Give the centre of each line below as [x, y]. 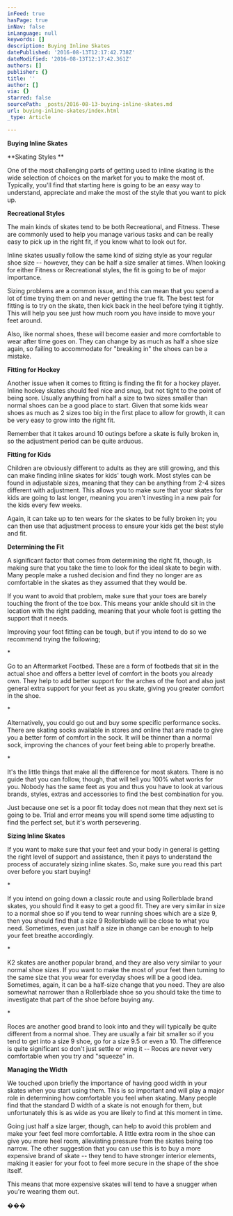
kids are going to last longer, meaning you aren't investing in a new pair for [114, 497]
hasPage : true [28, 20]
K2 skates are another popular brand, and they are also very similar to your [114, 962]
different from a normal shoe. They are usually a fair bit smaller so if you [111, 1034]
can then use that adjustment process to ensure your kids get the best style [115, 526]
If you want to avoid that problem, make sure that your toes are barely [107, 595]
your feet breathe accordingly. [50, 935]
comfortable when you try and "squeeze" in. [71, 1056]
